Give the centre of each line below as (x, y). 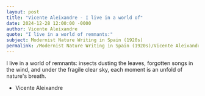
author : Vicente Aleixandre (42, 29)
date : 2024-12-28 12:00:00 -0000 (49, 23)
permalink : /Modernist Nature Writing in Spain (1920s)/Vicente (90, 46)
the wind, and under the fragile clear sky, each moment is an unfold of (95, 69)
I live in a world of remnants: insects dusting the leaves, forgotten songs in (100, 63)
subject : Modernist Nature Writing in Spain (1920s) (75, 40)
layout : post (23, 12)
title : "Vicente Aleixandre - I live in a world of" (75, 18)
